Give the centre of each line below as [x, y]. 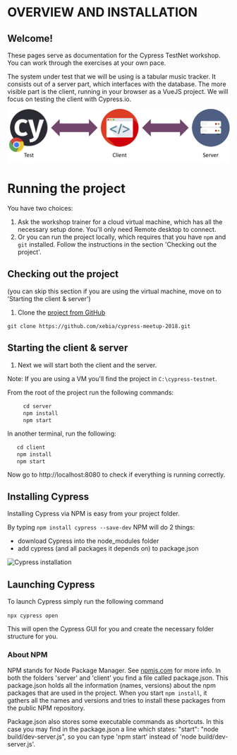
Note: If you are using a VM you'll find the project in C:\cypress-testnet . [112, 378]
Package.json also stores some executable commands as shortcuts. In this [116, 721]
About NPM [28, 655]
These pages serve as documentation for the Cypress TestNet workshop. [114, 55]
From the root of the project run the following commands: [91, 392]
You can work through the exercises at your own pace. [87, 63]
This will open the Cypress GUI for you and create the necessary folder [111, 629]
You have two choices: [40, 209]
